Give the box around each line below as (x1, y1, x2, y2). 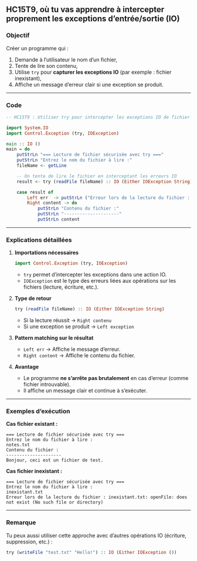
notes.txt (6, 442, 30, 448)
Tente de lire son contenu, (14, 62, 78, 69)
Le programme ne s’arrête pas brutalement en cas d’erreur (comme (23, 375, 189, 382)
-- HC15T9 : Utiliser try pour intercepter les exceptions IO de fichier (6, 114, 191, 120)
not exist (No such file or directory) (6, 500, 104, 505)
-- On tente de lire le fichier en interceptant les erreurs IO (16, 173, 177, 179)
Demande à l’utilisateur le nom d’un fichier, (14, 56, 118, 63)
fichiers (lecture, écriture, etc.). (23, 283, 99, 290)
